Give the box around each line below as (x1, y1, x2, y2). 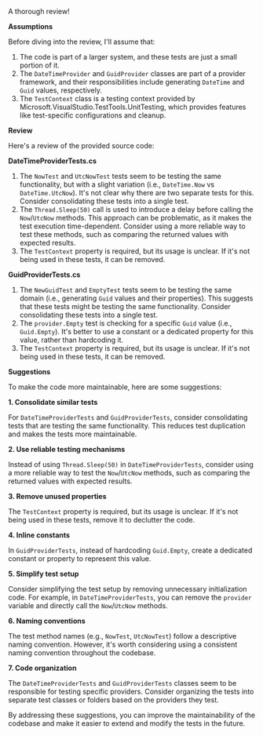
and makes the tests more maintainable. (8, 429, 137, 439)
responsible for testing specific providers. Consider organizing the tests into (8, 687, 254, 696)
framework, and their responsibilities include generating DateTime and (19, 78, 245, 86)
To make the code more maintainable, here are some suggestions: (8, 382, 222, 392)
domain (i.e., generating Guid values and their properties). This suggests (19, 293, 254, 303)
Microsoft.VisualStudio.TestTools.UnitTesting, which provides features (19, 102, 247, 111)
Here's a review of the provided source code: (8, 141, 155, 150)
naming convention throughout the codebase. (8, 648, 156, 658)
